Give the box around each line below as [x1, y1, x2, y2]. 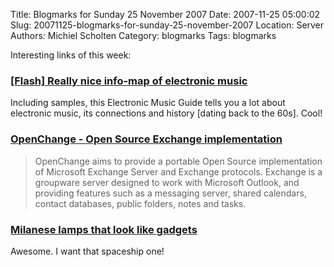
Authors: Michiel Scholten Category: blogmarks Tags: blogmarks [10, 30, 277, 41]
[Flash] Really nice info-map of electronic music [10, 74, 248, 88]
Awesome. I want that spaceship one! [10, 245, 165, 257]
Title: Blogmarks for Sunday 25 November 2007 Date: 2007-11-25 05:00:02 [10, 9, 321, 20]
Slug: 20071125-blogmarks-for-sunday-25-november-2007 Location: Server [10, 19, 325, 31]
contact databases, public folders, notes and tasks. [34, 197, 247, 209]
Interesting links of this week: [10, 49, 132, 61]
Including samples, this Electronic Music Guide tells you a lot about [10, 97, 286, 109]
